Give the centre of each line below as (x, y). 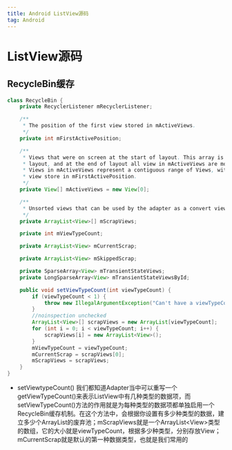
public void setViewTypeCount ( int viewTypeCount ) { (95, 290)
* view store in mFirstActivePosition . (80, 177)
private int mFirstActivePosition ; (71, 138)
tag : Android (26, 20)
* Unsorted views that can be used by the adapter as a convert (117, 208)
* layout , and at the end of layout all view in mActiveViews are (120, 164)
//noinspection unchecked (69, 316)
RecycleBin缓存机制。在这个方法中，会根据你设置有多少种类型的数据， (118, 413)
